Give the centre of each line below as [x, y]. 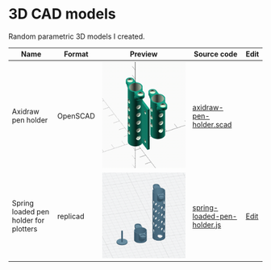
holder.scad [212, 124]
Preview [144, 54]
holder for [28, 220]
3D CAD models [62, 14]
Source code [215, 54]
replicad [71, 216]
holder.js [207, 224]
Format [76, 54]
